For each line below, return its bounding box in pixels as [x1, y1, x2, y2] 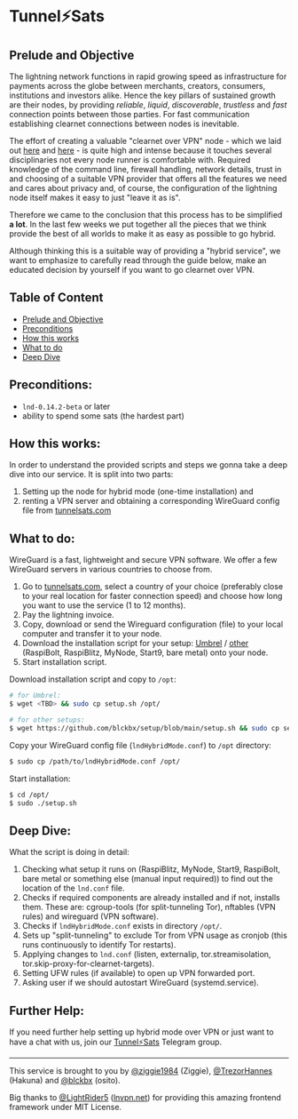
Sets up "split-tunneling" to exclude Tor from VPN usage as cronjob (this [21, 930, 288, 941]
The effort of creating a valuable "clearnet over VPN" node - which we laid [9, 136, 282, 146]
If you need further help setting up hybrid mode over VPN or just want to [9, 1027, 274, 1037]
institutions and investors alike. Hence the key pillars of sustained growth [9, 90, 277, 100]
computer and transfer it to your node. [21, 628, 162, 639]
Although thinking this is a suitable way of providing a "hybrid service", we [9, 245, 281, 256]
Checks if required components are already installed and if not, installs [21, 892, 281, 903]
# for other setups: [9, 715, 86, 724]
